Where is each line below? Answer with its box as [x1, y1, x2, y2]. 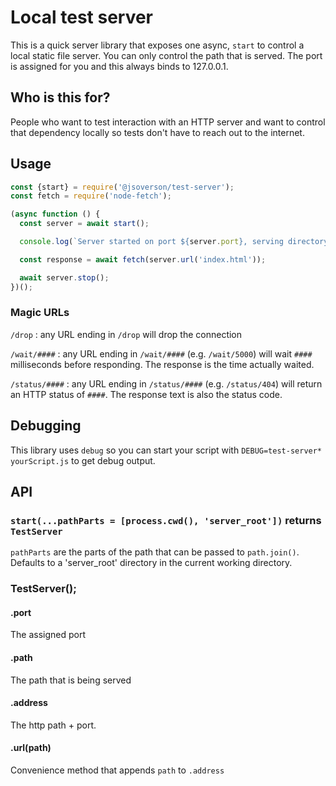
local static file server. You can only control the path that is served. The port [10, 49, 323, 61]
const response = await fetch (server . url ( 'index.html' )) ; [19, 254, 267, 265]
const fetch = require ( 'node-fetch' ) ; [10, 191, 172, 201]
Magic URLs [10, 306, 70, 320]
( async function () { [10, 209, 101, 220]
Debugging [10, 417, 82, 435]
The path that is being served [10, 674, 132, 686]
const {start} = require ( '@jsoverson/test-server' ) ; [10, 182, 235, 192]
